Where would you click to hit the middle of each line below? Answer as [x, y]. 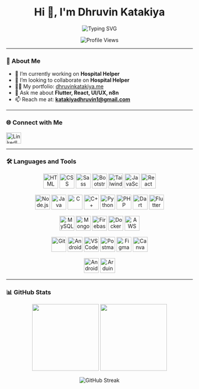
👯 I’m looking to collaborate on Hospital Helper [72, 80]
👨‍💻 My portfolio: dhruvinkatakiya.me [59, 87]
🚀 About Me [23, 60]
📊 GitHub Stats [29, 292]
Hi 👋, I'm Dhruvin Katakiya [99, 12]
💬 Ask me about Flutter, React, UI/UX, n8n [67, 93]
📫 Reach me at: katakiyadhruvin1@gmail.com [72, 100]
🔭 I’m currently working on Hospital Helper [67, 74]
